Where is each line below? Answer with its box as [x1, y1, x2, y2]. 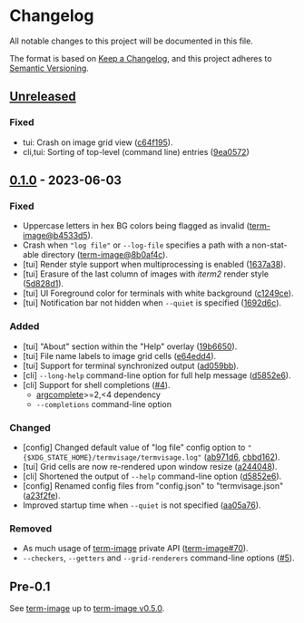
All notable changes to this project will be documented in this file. [9, 35, 254, 46]
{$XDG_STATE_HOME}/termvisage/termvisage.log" [22, 453, 202, 462]
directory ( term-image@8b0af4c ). [40, 249, 168, 260]
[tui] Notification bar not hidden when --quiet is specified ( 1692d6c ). [22, 297, 282, 308]
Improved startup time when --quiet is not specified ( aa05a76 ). [22, 500, 261, 511]
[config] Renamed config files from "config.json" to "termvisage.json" [22, 480, 284, 491]
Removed [9, 522, 53, 535]
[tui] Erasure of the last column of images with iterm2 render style [22, 268, 270, 279]
